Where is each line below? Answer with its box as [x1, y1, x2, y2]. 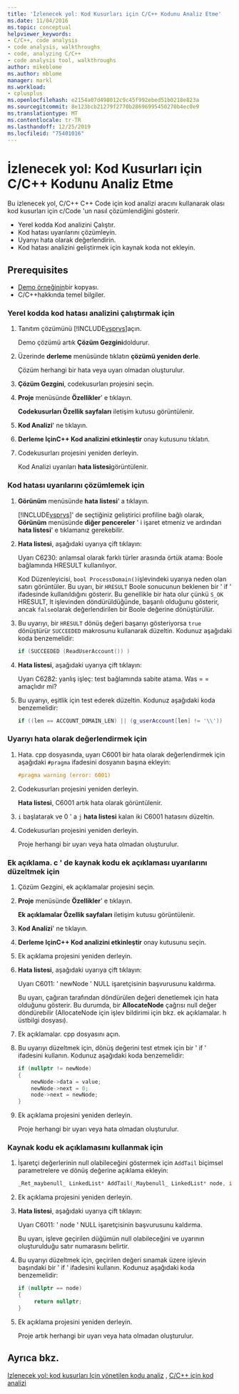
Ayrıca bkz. [7, 1352, 59, 1364]
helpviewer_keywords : [7, 30, 72, 38]
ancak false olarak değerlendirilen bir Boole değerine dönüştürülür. [17, 605, 215, 613]
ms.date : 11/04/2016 [7, 17, 69, 24]
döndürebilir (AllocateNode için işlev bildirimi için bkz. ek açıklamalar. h [17, 1008, 227, 1017]
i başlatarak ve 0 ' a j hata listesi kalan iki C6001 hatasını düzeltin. [17, 812, 215, 821]
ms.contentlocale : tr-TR [7, 116, 81, 123]
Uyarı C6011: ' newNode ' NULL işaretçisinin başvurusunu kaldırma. [17, 979, 216, 988]
